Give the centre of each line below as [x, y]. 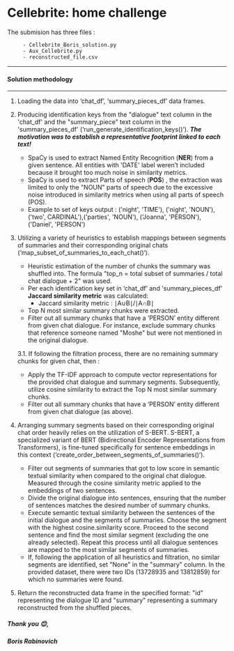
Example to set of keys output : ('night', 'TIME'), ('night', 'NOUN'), [122, 210]
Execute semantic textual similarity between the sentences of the [121, 513]
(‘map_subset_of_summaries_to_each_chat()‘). [83, 253]
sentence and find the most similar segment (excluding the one [118, 535]
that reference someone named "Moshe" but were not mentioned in [125, 333]
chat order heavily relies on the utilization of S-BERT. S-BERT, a [108, 433]
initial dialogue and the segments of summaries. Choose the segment [127, 520]
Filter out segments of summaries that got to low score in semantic [124, 468]
